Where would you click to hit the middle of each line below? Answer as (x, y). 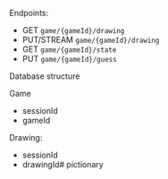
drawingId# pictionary (63, 164)
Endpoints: (29, 13)
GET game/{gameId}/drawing (73, 30)
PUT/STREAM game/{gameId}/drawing (91, 40)
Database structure (45, 76)
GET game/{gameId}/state (69, 49)
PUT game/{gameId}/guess (70, 59)
